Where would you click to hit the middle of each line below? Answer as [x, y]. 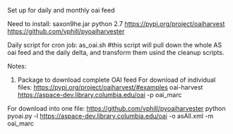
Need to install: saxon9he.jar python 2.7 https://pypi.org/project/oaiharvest [116, 24]
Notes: [17, 66]
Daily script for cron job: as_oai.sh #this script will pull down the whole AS [115, 45]
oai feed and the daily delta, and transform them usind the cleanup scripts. [116, 53]
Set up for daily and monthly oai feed [61, 10]
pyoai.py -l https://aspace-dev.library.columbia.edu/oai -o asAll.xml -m [110, 116]
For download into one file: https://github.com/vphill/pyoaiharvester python [116, 108]
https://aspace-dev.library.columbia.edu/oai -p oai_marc [100, 95]
